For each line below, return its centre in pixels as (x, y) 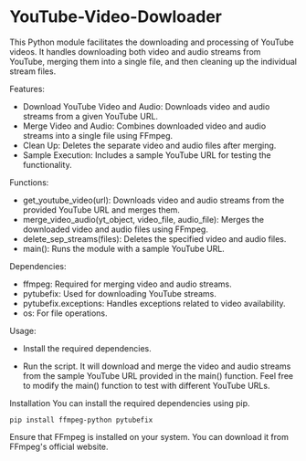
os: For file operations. (65, 313)
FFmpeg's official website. (59, 446)
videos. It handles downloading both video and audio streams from (135, 51)
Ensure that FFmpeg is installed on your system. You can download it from (149, 436)
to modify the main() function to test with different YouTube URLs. (146, 385)
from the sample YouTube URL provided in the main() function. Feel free (158, 375)
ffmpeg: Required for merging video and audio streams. (127, 284)
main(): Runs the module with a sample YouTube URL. (124, 248)
